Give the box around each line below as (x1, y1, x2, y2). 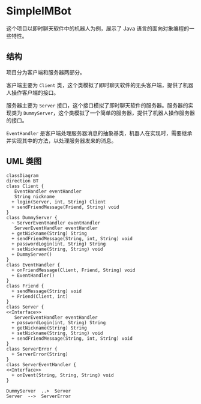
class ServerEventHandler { (6, 361, 77, 367)
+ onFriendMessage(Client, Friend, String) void (11, 267, 136, 273)
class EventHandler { (6, 262, 61, 268)
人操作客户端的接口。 (6, 89, 59, 96)
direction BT (6, 178, 39, 184)
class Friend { (6, 283, 44, 289)
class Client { (6, 183, 44, 189)
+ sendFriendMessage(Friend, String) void (11, 204, 119, 210)
